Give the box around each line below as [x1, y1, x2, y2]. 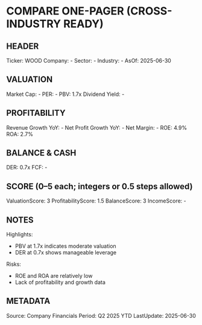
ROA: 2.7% [6, 130, 33, 137]
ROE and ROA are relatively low [14, 273, 93, 280]
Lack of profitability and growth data [14, 279, 106, 286]
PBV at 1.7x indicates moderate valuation [14, 242, 116, 250]
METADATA [6, 296, 51, 306]
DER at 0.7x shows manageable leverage [14, 249, 117, 256]
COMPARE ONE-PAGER [6, 4, 125, 18]
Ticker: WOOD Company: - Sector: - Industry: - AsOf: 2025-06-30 [6, 57, 172, 64]
